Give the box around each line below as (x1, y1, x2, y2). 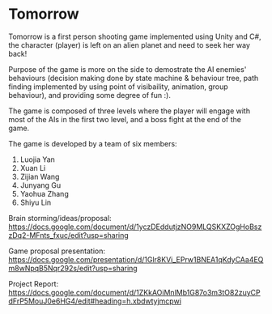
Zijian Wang (19, 172, 60, 181)
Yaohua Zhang (19, 189, 69, 198)
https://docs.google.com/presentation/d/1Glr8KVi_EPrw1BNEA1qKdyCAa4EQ (8, 254, 264, 264)
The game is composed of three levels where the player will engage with (8, 106, 251, 116)
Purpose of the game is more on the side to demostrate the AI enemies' (8, 64, 247, 74)
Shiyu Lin (19, 197, 52, 207)
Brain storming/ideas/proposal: (8, 213, 112, 223)
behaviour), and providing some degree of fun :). (8, 90, 172, 100)
